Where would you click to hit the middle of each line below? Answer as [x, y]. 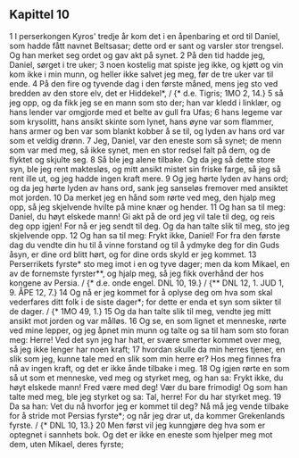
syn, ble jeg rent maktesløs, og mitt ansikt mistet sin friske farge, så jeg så [145, 169]
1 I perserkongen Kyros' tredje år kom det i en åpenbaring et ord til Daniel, [145, 36]
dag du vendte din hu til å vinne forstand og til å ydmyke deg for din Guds [145, 245]
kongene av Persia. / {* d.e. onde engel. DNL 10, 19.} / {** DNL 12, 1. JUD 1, [147, 283]
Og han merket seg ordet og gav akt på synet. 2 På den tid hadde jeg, [137, 55]
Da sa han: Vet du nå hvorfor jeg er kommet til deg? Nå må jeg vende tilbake [149, 406]
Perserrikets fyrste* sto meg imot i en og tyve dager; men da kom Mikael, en [149, 263]
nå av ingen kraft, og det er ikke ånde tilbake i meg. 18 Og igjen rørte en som [149, 368]
